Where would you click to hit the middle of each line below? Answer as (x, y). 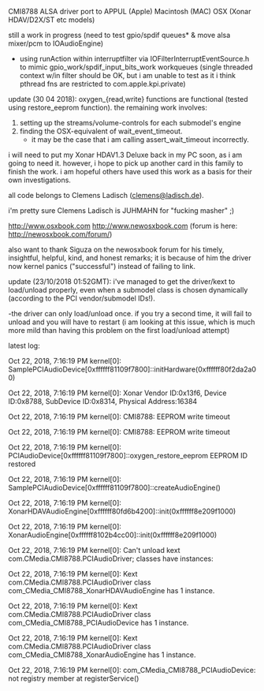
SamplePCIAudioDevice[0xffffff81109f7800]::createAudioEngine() (114, 487)
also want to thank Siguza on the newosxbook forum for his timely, (116, 249)
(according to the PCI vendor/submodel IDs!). (82, 298)
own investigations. (39, 180)
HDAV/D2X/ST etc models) (52, 20)
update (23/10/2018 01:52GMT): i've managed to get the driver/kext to (122, 282)
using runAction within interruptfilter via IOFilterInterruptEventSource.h (134, 59)
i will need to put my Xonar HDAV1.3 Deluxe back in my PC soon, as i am (125, 155)
